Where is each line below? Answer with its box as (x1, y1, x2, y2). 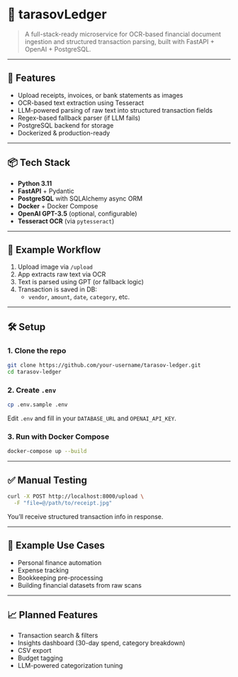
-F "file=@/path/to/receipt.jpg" (13, 499, 113, 506)
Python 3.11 (17, 179, 52, 187)
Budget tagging (17, 654, 64, 662)
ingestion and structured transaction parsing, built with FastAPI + (24, 37, 215, 45)
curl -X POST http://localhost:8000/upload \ (7, 493, 144, 500)
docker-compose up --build (7, 448, 87, 455)
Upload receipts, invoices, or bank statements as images (17, 91, 183, 99)
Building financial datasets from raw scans (17, 581, 142, 589)
